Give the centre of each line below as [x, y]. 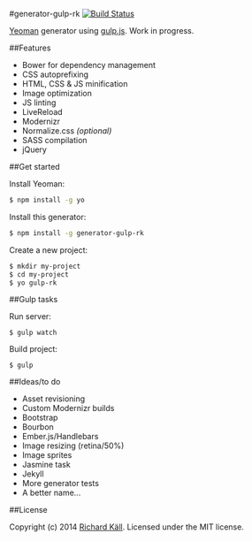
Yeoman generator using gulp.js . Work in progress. [102, 30]
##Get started [34, 167]
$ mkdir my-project [45, 266]
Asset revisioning [53, 399]
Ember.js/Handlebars [60, 437]
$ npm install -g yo [47, 200]
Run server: [30, 316]
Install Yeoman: [37, 184]
